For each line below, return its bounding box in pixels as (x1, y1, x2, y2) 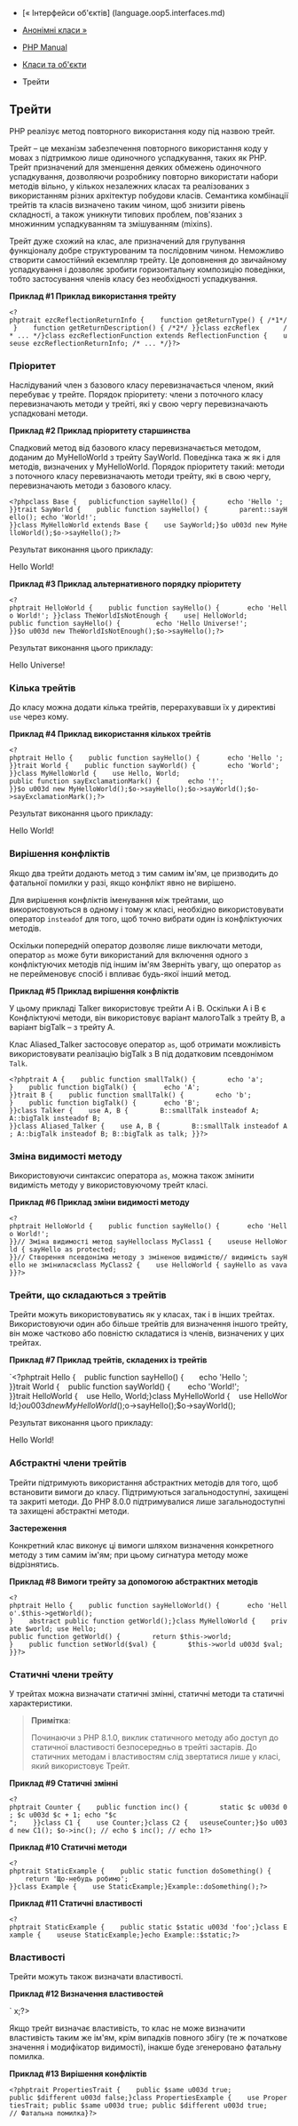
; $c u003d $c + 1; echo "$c (9, 1810, 117, 1819)
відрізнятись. (9, 1559, 59, 1570)
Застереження (9, 1523, 67, 1533)
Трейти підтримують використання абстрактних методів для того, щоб (9, 1477, 278, 1488)
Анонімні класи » (21, 25, 87, 35)
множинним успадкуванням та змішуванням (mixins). (9, 218, 213, 229)
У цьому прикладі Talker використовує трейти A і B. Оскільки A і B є (9, 1003, 267, 1013)
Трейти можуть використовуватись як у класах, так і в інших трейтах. (9, 1309, 275, 1320)
